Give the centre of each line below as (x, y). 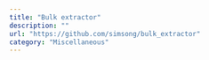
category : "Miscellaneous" (59, 42)
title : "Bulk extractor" (55, 17)
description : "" (39, 26)
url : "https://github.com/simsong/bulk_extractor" (105, 34)
